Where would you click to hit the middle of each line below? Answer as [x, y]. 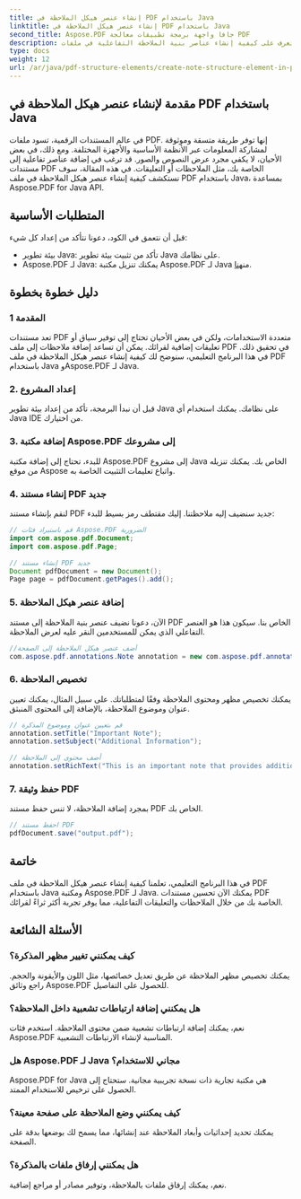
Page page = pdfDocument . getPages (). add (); [92, 580]
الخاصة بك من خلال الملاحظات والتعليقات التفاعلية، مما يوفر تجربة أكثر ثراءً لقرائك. [146, 902]
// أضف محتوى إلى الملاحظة [55, 758]
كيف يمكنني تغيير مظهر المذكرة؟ [72, 956]
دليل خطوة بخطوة [54, 292]
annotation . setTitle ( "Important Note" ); [86, 733]
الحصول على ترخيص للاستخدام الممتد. [73, 1090]
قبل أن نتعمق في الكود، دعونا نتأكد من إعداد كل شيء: [99, 237]
